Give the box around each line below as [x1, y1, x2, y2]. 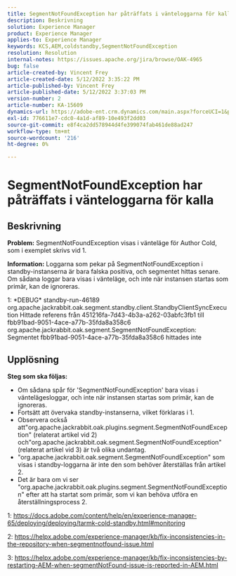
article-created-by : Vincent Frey [7, 69, 109, 76]
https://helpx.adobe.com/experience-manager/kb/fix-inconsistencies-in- [14, 532, 226, 541]
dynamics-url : [7, 108, 49, 115]
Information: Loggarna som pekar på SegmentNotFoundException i [7, 260, 204, 268]
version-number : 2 [7, 96, 61, 103]
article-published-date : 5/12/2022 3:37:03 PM [7, 89, 146, 96]
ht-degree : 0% [7, 141, 49, 148]
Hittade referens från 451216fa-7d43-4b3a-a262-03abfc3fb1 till [20, 310, 205, 320]
